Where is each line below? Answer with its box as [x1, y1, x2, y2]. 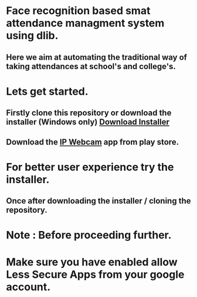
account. [6, 280, 51, 293]
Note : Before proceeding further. [6, 229, 172, 242]
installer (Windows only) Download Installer [6, 117, 170, 127]
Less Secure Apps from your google [6, 268, 185, 281]
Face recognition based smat [6, 4, 151, 18]
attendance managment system [6, 16, 165, 30]
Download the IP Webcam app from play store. [6, 137, 179, 147]
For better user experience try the [6, 160, 174, 174]
